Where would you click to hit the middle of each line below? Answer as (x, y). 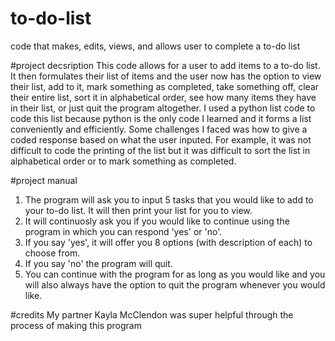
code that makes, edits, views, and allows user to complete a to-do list (155, 46)
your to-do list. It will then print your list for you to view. (138, 210)
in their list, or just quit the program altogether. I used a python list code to (163, 108)
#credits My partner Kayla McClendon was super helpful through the (152, 314)
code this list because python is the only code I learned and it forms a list (161, 118)
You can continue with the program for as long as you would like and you (175, 274)
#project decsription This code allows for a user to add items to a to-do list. (165, 65)
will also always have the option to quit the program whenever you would (175, 284)
